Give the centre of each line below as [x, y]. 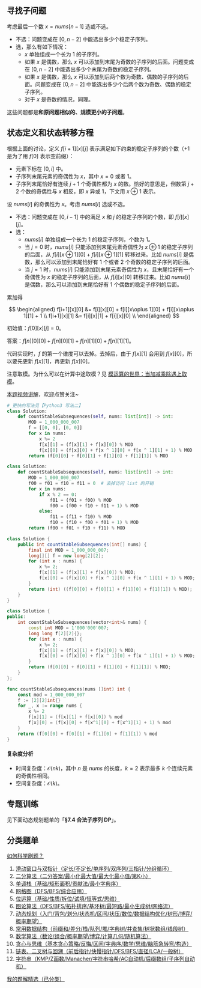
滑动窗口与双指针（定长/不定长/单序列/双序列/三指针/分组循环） [94, 869]
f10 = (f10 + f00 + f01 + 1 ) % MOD [94, 523]
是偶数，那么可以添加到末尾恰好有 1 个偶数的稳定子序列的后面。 [103, 284]
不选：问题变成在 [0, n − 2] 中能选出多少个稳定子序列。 [83, 39]
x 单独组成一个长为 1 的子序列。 [63, 54]
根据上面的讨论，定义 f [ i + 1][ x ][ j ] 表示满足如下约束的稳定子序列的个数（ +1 [98, 148]
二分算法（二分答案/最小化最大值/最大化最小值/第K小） [83, 876]
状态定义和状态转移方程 [50, 133]
